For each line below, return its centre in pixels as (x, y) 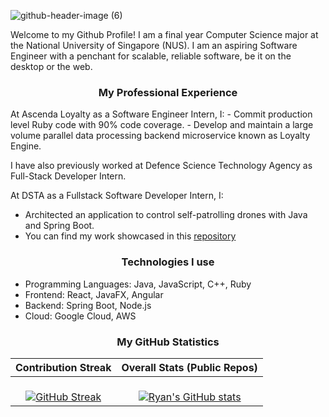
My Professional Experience (168, 92)
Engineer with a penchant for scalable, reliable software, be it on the (151, 56)
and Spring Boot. (59, 226)
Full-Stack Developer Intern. (68, 176)
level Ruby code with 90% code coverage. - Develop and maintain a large (162, 125)
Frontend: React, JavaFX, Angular (94, 294)
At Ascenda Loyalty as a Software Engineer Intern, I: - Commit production (161, 114)
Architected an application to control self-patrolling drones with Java (166, 215)
